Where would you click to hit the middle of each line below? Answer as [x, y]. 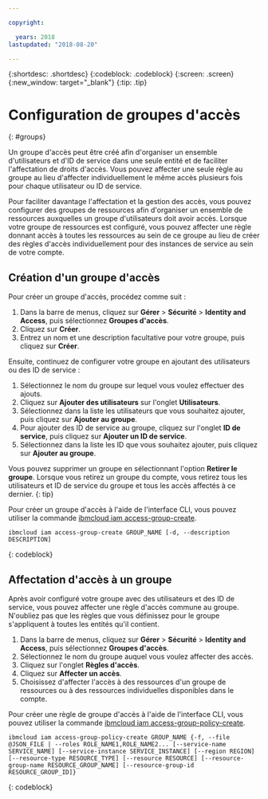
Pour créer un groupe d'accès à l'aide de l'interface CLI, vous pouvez [122, 510]
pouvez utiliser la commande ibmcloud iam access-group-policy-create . [127, 722]
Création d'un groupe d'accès [84, 277]
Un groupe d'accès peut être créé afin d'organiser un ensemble [113, 152]
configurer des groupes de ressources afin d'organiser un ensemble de [126, 210]
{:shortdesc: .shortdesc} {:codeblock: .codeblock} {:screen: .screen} [121, 74]
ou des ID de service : [44, 370]
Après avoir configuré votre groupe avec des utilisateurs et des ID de [122, 598]
